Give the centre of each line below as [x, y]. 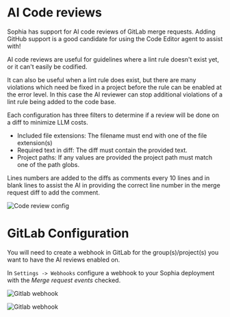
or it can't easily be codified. [47, 66]
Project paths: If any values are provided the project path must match [115, 157]
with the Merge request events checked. [64, 280]
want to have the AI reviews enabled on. [64, 259]
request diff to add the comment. [54, 192]
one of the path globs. [48, 164]
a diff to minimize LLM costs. [48, 122]
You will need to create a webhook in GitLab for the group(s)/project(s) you [113, 252]
